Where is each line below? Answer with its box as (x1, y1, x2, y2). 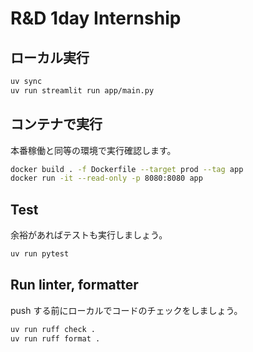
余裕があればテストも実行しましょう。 (10, 229, 168, 241)
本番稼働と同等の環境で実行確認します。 (10, 144, 177, 156)
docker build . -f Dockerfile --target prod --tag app (10, 164, 244, 174)
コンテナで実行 (10, 116, 103, 133)
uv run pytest (10, 249, 70, 259)
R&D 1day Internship (10, 7, 182, 30)
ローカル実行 (10, 49, 90, 66)
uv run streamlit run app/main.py (10, 85, 155, 96)
